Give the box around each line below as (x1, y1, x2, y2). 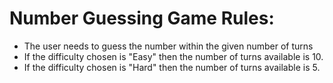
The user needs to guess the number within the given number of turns (23, 40, 314, 52)
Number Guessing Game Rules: (9, 7, 275, 30)
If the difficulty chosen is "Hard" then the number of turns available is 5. (23, 61, 321, 73)
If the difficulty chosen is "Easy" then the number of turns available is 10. (23, 50, 324, 62)
